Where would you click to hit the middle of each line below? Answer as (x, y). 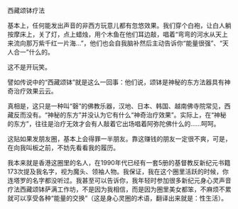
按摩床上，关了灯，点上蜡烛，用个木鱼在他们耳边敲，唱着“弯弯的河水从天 (115, 34)
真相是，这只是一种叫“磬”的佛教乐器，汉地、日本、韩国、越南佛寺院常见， (116, 106)
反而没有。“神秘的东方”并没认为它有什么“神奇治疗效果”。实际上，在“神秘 (120, 115)
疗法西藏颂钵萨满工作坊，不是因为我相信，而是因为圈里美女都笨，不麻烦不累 (119, 189)
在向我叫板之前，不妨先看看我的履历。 (63, 148)
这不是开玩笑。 (29, 67)
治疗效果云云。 (35, 91)
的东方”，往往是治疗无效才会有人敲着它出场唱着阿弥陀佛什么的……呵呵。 (114, 124)
